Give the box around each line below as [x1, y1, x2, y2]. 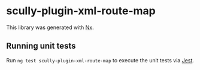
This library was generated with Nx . [6, 24, 94, 31]
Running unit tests [6, 41, 76, 51]
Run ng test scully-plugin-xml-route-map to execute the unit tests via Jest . [6, 56, 195, 63]
